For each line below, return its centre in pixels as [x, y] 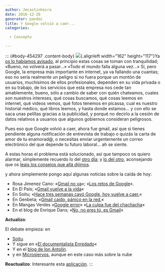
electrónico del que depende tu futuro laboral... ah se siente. [66, 144]
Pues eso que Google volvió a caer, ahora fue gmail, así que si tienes [75, 129]
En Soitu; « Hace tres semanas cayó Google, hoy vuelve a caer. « [77, 194]
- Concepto [21, 37]
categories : [17, 28]
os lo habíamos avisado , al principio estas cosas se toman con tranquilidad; [82, 61]
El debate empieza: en [28, 229]
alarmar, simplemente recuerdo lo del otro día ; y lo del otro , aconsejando [79, 159]
